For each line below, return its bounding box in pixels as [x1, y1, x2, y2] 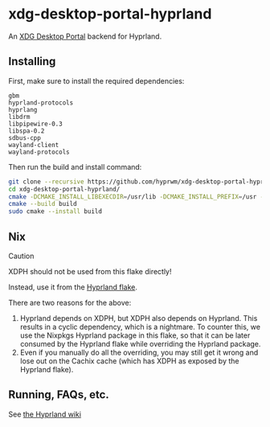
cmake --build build [8, 200, 78, 208]
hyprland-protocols [8, 98, 74, 107]
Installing [8, 55, 56, 68]
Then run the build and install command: [8, 162, 142, 171]
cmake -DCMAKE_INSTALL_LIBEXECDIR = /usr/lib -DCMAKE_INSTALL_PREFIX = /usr [8, 192, 257, 201]
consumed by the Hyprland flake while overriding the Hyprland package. [19, 339, 261, 348]
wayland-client [8, 141, 59, 149]
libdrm [8, 113, 31, 121]
